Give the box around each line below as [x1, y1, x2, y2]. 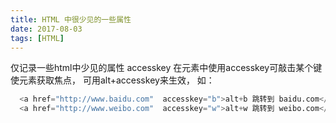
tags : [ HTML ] [10, 33, 65, 43]
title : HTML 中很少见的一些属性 [10, 14, 132, 25]
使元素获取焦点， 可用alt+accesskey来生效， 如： [10, 74, 215, 86]
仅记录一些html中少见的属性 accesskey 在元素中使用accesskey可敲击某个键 [10, 62, 323, 74]
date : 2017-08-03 [10, 24, 83, 34]
